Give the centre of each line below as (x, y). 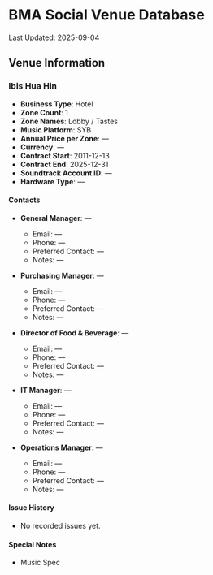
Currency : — (42, 147)
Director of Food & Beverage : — (74, 333)
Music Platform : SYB (56, 130)
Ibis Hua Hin (33, 86)
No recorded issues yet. (60, 526)
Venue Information (57, 63)
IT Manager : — (46, 390)
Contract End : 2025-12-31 (64, 164)
